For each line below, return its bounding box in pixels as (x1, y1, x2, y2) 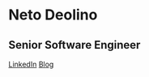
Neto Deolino (8, 6, 98, 24)
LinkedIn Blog (8, 59, 54, 69)
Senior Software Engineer (8, 38, 141, 52)
